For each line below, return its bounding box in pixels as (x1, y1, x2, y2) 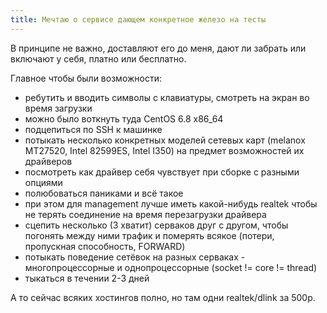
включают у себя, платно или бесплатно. (10, 52, 187, 65)
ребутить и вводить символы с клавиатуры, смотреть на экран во (24, 91, 310, 103)
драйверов (24, 155, 73, 167)
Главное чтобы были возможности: (10, 72, 162, 84)
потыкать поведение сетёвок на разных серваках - (24, 251, 246, 263)
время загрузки (24, 102, 93, 114)
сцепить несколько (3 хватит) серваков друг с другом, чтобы (24, 219, 289, 231)
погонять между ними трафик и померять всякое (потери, (24, 229, 275, 241)
